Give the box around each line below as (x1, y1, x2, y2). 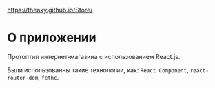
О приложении (7, 30, 96, 45)
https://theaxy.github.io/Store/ (7, 6, 93, 14)
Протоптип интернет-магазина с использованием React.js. (7, 52, 181, 60)
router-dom (7, 74, 39, 81)
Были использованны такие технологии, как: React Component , (7, 65, 189, 74)
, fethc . (37, 73, 59, 81)
